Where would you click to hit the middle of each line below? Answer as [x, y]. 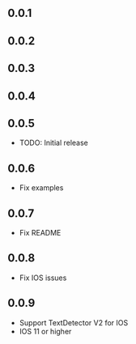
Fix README [40, 233]
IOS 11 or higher [45, 331]
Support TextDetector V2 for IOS [74, 322]
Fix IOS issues [43, 278]
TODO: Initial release [53, 143]
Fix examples [41, 188]
